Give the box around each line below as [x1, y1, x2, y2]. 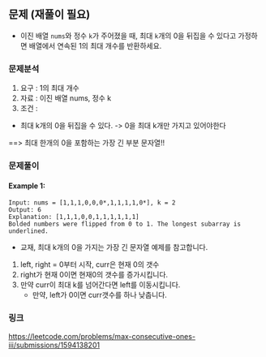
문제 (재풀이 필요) [8, 7, 91, 22]
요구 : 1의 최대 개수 [19, 84, 79, 93]
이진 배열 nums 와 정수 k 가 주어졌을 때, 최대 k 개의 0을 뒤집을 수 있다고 [19, 31, 237, 41]
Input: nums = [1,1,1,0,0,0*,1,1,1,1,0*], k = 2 [8, 199, 176, 207]
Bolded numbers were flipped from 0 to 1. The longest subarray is [8, 220, 242, 229]
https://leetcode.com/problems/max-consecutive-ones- [8, 331, 196, 341]
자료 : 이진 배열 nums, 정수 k [19, 93, 112, 103]
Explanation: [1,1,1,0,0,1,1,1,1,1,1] [8, 213, 139, 222]
